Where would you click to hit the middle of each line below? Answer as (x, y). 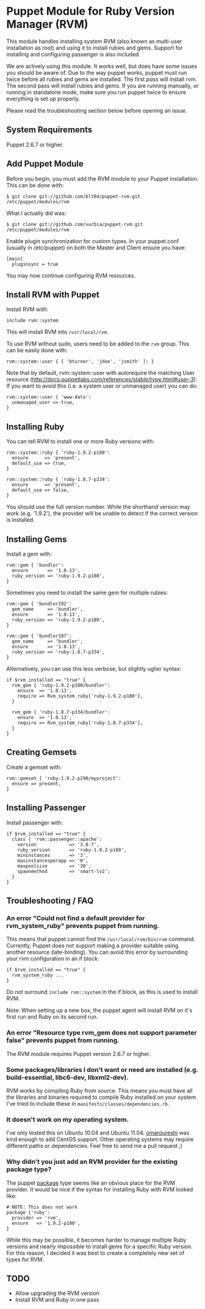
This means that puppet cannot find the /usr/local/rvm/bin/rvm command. (101, 939)
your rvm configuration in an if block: (53, 959)
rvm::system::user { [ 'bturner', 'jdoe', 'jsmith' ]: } (80, 362)
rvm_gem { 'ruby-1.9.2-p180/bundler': (61, 685)
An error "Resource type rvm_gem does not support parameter (102, 1033)
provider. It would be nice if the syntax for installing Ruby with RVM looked (100, 1189)
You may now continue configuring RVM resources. (71, 275)
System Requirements (49, 130)
